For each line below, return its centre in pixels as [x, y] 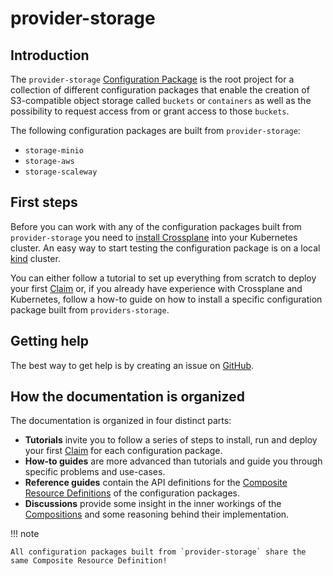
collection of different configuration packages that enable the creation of [160, 90]
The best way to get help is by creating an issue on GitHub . [132, 365]
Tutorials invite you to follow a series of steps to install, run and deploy [171, 440]
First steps [44, 202]
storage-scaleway [61, 172]
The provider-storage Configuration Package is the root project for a [152, 79]
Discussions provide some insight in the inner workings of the [153, 504]
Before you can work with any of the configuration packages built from [156, 226]
